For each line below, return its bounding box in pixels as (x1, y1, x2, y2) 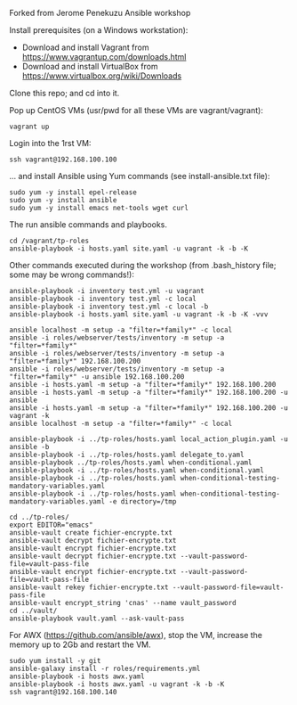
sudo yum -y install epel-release (9, 188, 138, 197)
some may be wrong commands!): (9, 269, 135, 280)
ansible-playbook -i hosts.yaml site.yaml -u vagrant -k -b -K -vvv (9, 310, 269, 319)
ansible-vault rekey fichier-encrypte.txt (9, 583, 169, 592)
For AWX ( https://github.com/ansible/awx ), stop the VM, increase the (9, 630, 262, 640)
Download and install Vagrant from (21, 42, 149, 53)
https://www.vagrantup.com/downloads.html (21, 52, 187, 61)
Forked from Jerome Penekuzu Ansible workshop (9, 8, 191, 18)
